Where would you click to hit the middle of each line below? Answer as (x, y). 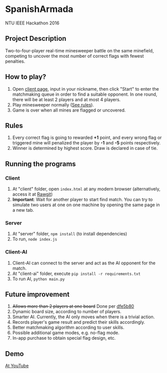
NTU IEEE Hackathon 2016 (32, 23)
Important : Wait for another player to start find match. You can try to (83, 200)
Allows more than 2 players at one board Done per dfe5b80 (73, 306)
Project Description (36, 39)
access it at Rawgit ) (33, 194)
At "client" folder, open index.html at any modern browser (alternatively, (86, 189)
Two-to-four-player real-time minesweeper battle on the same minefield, (80, 50)
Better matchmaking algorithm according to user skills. (68, 328)
